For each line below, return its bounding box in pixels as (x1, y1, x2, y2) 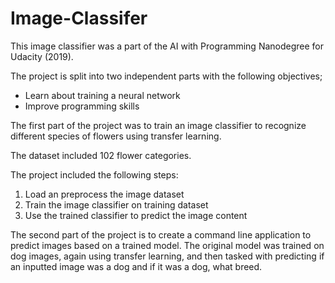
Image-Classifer (10, 7, 148, 30)
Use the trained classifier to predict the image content (24, 209, 248, 221)
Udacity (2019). (10, 50, 74, 62)
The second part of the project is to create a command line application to (10, 228, 312, 241)
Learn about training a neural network (24, 89, 181, 101)
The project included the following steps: (10, 168, 179, 181)
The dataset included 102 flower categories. (10, 149, 192, 161)
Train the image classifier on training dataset (24, 198, 209, 211)
